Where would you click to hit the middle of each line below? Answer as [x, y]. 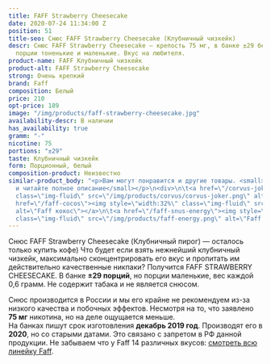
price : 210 [27, 98]
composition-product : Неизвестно [65, 174]
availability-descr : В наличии [61, 121]
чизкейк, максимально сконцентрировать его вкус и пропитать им [124, 258]
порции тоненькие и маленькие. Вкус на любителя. [100, 53]
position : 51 [30, 31]
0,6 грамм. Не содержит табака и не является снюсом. [104, 284]
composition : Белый [41, 91]
